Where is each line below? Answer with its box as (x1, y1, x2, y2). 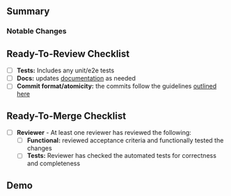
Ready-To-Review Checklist (6, 48, 130, 60)
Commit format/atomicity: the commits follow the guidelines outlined (16, 82, 217, 90)
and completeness (26, 159, 81, 168)
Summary (6, 6, 50, 17)
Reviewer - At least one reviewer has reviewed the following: (16, 129, 192, 137)
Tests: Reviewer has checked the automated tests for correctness (26, 152, 217, 160)
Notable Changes (6, 26, 67, 36)
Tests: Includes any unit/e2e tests (16, 66, 115, 75)
